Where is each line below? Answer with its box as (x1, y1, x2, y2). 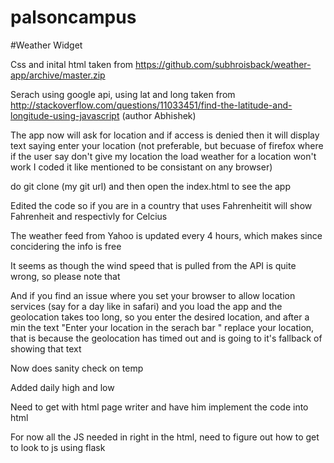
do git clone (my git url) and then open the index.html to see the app (10, 180, 291, 192)
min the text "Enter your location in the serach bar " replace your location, (10, 321, 315, 333)
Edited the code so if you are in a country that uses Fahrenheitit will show (10, 199, 313, 211)
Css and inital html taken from (10, 58, 134, 70)
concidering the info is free (10, 240, 122, 252)
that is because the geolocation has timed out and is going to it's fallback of (10, 332, 323, 344)
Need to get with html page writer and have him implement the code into (10, 401, 309, 413)
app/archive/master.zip (10, 69, 106, 81)
